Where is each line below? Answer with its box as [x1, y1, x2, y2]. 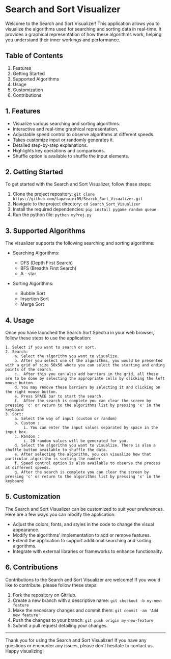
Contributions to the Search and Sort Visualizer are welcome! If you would [5, 576, 160, 583]
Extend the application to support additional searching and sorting [12, 537, 152, 543]
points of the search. [5, 367, 53, 372]
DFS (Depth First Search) [20, 260, 73, 266]
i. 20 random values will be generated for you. [23, 438, 129, 443]
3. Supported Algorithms [5, 226, 85, 235]
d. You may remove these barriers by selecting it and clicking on [14, 385, 160, 390]
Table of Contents [5, 51, 64, 60]
